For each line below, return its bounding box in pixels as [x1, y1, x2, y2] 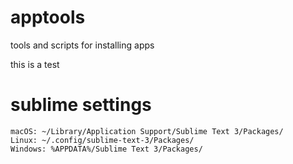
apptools [10, 6, 86, 29]
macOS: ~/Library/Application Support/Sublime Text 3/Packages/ [10, 126, 284, 136]
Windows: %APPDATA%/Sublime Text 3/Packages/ [10, 144, 203, 154]
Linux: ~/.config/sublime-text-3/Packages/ [10, 135, 195, 145]
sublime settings [10, 94, 152, 116]
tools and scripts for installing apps [10, 39, 155, 51]
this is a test [10, 58, 60, 70]
